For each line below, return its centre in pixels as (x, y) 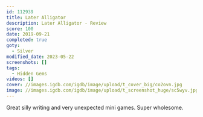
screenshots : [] (27, 62)
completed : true (27, 40)
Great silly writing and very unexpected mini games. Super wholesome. (95, 107)
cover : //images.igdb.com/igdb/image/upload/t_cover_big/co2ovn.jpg (94, 85)
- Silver (23, 51)
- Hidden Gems (29, 74)
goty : (13, 46)
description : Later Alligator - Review (56, 23)
